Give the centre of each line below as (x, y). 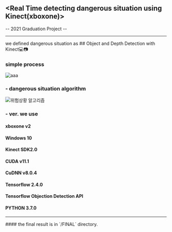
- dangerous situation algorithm (46, 89)
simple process (25, 64)
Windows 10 (19, 138)
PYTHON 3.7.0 (21, 208)
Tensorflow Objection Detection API (44, 196)
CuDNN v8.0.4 (21, 173)
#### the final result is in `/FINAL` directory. (52, 224)
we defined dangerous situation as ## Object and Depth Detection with (80, 43)
